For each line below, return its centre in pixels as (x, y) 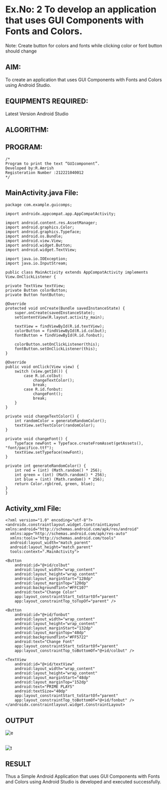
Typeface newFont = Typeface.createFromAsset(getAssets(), (79, 443)
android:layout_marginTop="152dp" (51, 683)
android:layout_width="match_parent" (50, 543)
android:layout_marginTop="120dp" (51, 583)
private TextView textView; (35, 286)
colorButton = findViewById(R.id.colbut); (61, 331)
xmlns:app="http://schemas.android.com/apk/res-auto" (69, 534)
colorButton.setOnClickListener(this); (57, 344)
